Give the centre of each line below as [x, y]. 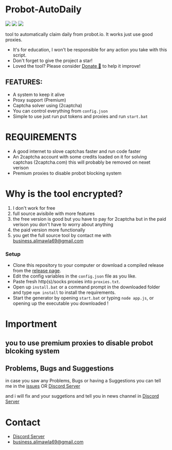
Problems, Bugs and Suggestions [60, 368]
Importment [31, 324]
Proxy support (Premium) [40, 100]
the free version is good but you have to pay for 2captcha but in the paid [89, 219]
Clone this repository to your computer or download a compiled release [88, 265]
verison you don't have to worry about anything [63, 224]
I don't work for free [34, 208]
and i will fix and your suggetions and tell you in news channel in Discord [82, 396]
